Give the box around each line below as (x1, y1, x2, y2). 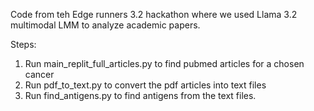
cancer (24, 69, 55, 80)
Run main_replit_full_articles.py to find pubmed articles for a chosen (24, 58, 305, 69)
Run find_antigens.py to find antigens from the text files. (24, 90, 257, 101)
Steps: (10, 39, 37, 50)
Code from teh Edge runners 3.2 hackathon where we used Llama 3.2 (10, 9, 298, 20)
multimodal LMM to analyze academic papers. (10, 19, 201, 31)
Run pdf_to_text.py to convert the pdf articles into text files (24, 79, 267, 91)
